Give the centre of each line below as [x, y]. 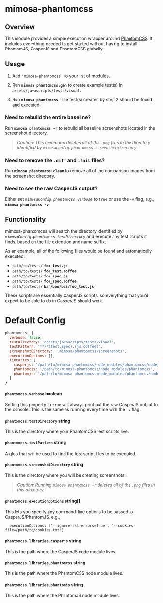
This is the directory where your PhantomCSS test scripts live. [67, 432]
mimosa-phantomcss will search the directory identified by [64, 231]
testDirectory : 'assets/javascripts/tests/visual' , [63, 342]
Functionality [25, 220]
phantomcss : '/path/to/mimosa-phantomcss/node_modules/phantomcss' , [84, 369]
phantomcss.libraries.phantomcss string [45, 562]
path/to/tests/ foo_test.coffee [44, 271]
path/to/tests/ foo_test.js [40, 266]
